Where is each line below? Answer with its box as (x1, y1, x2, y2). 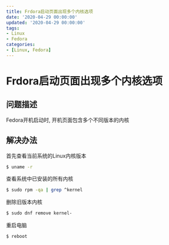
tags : (6, 25, 19, 31)
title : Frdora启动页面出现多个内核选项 (6, 8, 93, 15)
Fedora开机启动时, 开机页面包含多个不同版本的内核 (6, 116, 130, 123)
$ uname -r (6, 164, 33, 170)
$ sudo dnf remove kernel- (6, 210, 72, 216)
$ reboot (6, 234, 28, 240)
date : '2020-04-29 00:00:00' (6, 14, 78, 20)
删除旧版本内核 (6, 198, 42, 205)
